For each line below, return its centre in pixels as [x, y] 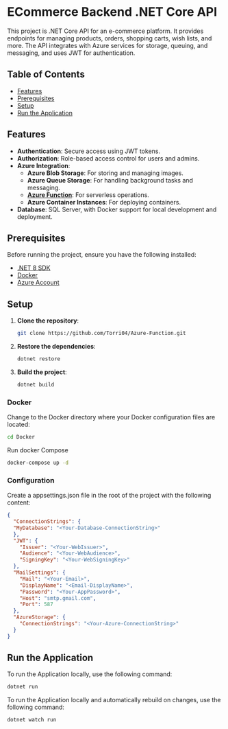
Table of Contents [46, 74]
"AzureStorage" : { [40, 617]
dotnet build [36, 384]
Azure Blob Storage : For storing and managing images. [105, 173]
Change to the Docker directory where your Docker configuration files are [111, 417]
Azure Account [38, 283]
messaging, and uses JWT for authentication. [71, 53]
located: [18, 425]
